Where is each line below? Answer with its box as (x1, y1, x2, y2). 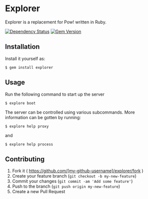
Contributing (5, 155, 45, 163)
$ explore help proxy (5, 124, 49, 129)
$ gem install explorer (5, 65, 54, 70)
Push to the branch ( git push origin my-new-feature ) (12, 183, 120, 189)
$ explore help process (5, 142, 54, 147)
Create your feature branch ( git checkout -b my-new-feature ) (12, 173, 137, 179)
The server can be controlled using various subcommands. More (5, 109, 135, 115)
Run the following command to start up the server (5, 91, 105, 97)
